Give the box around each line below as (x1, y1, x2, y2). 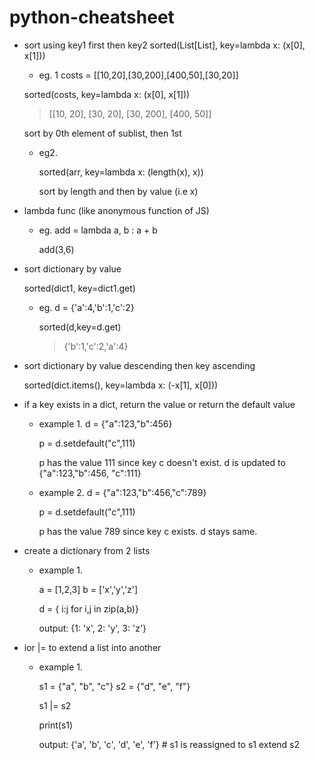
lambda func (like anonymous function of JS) (23, 204, 210, 216)
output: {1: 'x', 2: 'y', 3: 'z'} (38, 622, 147, 634)
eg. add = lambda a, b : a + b (38, 224, 158, 236)
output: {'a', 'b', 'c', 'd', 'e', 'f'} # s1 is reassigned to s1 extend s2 (38, 738, 301, 750)
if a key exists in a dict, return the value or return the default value (23, 398, 296, 410)
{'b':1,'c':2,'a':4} (63, 340, 129, 352)
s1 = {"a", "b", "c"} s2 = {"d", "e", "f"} (38, 680, 191, 692)
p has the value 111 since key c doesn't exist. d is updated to (38, 456, 286, 468)
